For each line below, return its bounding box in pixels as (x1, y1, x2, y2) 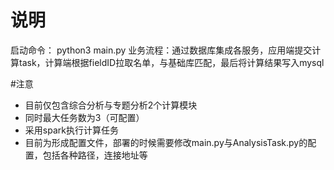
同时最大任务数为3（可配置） (24, 111, 145, 123)
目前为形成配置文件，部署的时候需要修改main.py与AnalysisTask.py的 (24, 136, 308, 148)
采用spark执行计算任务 (24, 124, 119, 136)
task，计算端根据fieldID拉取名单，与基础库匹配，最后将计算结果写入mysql (18, 56, 325, 68)
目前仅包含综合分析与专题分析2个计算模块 (24, 99, 198, 111)
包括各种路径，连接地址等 (42, 149, 148, 161)
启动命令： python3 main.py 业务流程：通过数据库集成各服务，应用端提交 (10, 44, 313, 56)
